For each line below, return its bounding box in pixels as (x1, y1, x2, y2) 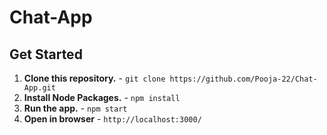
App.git (23, 83, 56, 93)
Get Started (9, 46, 83, 63)
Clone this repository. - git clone (23, 72, 166, 84)
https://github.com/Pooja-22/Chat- (169, 74, 318, 84)
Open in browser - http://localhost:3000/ (23, 113, 202, 125)
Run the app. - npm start (23, 102, 128, 114)
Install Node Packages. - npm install (23, 92, 181, 103)
